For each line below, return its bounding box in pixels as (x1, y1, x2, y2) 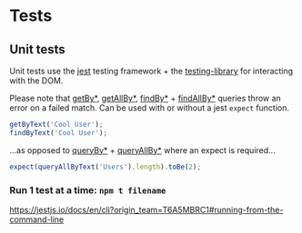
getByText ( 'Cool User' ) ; (9, 120, 104, 129)
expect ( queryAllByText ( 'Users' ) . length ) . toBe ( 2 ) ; (9, 162, 202, 171)
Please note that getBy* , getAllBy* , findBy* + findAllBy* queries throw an (9, 92, 282, 103)
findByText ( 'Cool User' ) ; (9, 128, 107, 137)
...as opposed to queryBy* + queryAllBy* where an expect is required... (9, 144, 276, 155)
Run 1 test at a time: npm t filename (9, 183, 166, 196)
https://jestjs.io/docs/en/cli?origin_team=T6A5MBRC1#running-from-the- (9, 204, 284, 215)
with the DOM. (9, 75, 64, 86)
